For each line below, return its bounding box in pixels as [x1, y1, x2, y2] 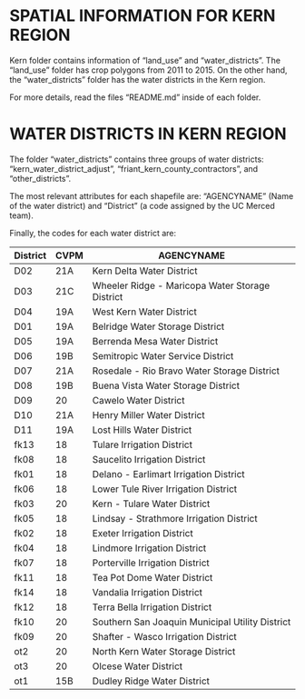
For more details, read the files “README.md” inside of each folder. [9, 92, 261, 103]
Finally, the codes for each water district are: [9, 227, 177, 238]
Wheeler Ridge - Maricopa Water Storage [92, 279, 271, 292]
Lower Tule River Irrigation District [92, 483, 238, 495]
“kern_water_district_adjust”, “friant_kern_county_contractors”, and [9, 163, 259, 174]
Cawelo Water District [92, 394, 185, 406]
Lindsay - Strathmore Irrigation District [92, 512, 258, 524]
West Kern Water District [92, 305, 197, 318]
